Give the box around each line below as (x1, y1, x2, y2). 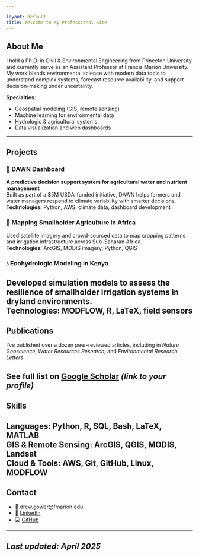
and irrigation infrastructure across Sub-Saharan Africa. (6, 238, 143, 245)
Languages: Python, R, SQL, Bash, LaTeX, (6, 421, 162, 431)
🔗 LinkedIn (14, 509, 41, 517)
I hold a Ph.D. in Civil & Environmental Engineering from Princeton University (6, 57, 192, 64)
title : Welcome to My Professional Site (6, 19, 108, 26)
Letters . (6, 354, 25, 361)
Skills (6, 401, 27, 411)
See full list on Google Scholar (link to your (6, 371, 166, 381)
